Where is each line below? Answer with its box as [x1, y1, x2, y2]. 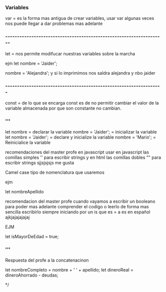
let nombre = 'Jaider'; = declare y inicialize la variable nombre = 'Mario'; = [5, 134, 156, 141]
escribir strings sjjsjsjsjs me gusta [5, 160, 75, 166]
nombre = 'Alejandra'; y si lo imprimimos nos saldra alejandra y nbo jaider [5, 70, 156, 76]
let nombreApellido [5, 189, 44, 195]
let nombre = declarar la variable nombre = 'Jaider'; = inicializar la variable [5, 129, 157, 135]
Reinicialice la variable [5, 140, 51, 146]
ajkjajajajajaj [5, 214, 30, 220]
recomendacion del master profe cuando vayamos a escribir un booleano [5, 198, 156, 204]
